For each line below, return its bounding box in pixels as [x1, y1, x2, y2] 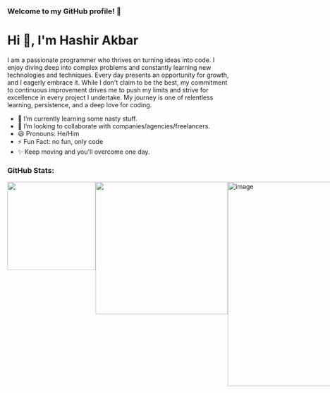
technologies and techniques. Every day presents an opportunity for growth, [7, 71, 229, 79]
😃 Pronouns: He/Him [17, 129, 80, 138]
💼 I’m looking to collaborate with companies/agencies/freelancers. [17, 121, 210, 130]
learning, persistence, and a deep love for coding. [7, 100, 152, 109]
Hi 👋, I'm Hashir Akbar [7, 32, 139, 49]
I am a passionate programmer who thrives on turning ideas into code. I [7, 56, 215, 64]
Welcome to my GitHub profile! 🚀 [7, 6, 121, 16]
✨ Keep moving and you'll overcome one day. [17, 147, 150, 156]
